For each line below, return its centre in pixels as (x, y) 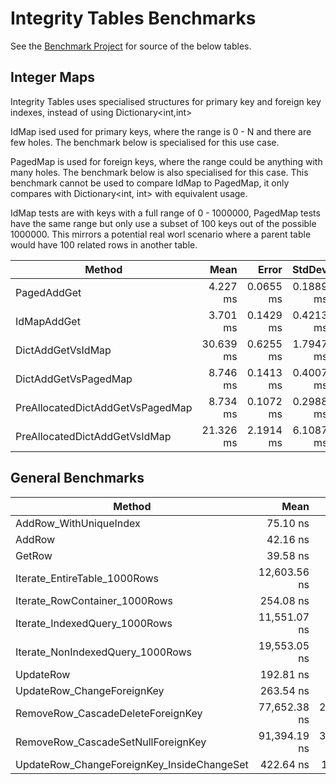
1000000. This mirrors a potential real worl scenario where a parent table (161, 234)
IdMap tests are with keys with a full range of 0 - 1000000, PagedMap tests (165, 213)
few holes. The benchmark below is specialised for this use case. (145, 142)
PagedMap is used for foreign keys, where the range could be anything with (166, 161)
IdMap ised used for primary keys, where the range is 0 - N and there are (161, 131)
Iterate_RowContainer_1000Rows (94, 600)
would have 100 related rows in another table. (104, 244)
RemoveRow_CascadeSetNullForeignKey (111, 742)
